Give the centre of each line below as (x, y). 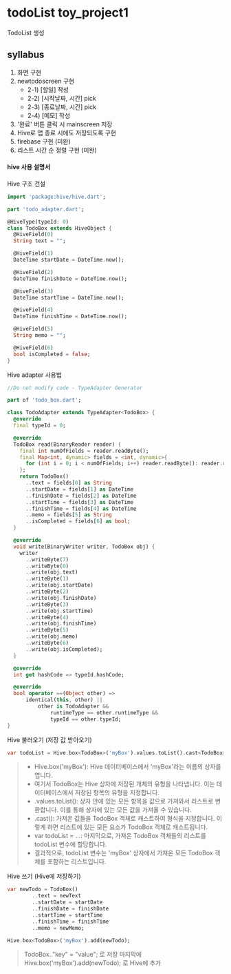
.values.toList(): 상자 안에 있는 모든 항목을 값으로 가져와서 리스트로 (124, 801)
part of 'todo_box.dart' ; (44, 400)
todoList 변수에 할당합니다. (70, 844)
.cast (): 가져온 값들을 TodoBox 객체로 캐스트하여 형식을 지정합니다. (124, 819)
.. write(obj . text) (52, 572)
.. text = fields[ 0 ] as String (68, 483)
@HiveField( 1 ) (33, 253)
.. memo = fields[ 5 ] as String (68, 515)
